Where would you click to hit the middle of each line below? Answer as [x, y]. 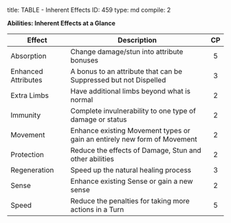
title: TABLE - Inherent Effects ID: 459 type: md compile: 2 [89, 10]
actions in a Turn [97, 210]
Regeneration [32, 170]
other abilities [92, 159]
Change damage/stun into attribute [127, 52]
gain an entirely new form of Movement [134, 139]
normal [82, 100]
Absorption [29, 56]
